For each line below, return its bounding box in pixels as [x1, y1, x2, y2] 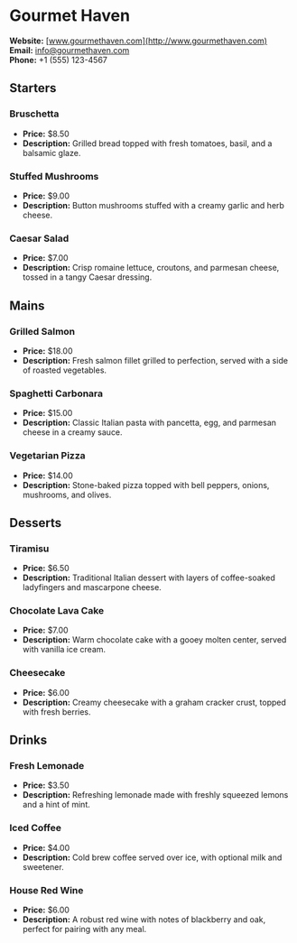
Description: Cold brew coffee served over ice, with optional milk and [22, 852, 283, 863]
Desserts [9, 515, 61, 531]
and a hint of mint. [22, 800, 90, 810]
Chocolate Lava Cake [9, 605, 105, 617]
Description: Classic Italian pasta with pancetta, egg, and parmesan [22, 417, 277, 429]
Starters [9, 80, 57, 96]
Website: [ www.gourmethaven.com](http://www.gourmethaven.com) [9, 35, 268, 46]
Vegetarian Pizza [9, 449, 86, 462]
